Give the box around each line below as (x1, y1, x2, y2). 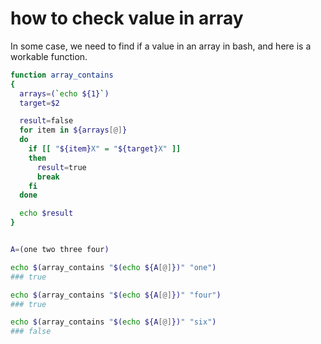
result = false (19, 116, 74, 126)
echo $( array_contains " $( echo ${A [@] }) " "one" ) (10, 262, 217, 272)
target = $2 (19, 98, 60, 108)
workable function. (10, 50, 88, 62)
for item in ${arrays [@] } (19, 125, 128, 136)
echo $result (19, 208, 74, 219)
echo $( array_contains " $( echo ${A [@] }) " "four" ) (10, 290, 222, 300)
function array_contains (10, 70, 114, 80)
